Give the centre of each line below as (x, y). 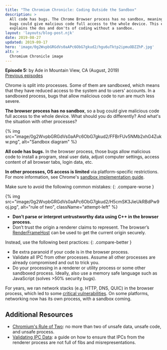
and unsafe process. (33, 332)
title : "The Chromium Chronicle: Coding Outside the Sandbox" (71, 10)
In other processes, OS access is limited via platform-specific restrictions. (82, 172)
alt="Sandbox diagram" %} (49, 142)
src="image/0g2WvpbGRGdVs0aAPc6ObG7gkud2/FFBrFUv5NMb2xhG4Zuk (83, 137)
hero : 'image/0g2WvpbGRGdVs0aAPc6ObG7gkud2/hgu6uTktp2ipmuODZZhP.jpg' (80, 47)
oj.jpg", (12, 207)
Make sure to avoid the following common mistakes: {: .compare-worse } (80, 187)
